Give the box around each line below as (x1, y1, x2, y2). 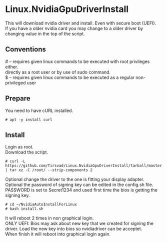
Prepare (5, 94, 31, 103)
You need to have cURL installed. (5, 107, 73, 113)
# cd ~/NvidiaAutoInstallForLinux (5, 202, 77, 207)
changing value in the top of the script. (5, 30, 85, 36)
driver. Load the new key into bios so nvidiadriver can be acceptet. (5, 226, 142, 232)
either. (5, 63, 18, 69)
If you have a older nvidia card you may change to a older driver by (5, 25, 143, 31)
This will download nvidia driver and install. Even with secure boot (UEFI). (5, 20, 156, 26)
